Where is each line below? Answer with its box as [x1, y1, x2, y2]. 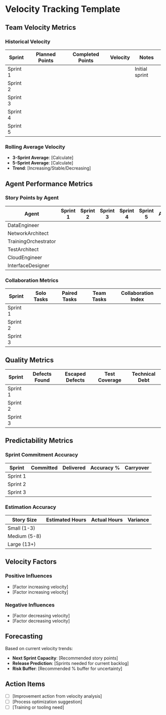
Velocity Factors [5, 557, 57, 566]
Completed [72, 51, 100, 57]
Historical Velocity [5, 38, 51, 45]
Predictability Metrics [5, 437, 73, 445]
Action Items [5, 680, 45, 688]
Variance [127, 516, 149, 523]
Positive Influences [5, 572, 53, 579]
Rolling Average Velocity [5, 143, 66, 150]
